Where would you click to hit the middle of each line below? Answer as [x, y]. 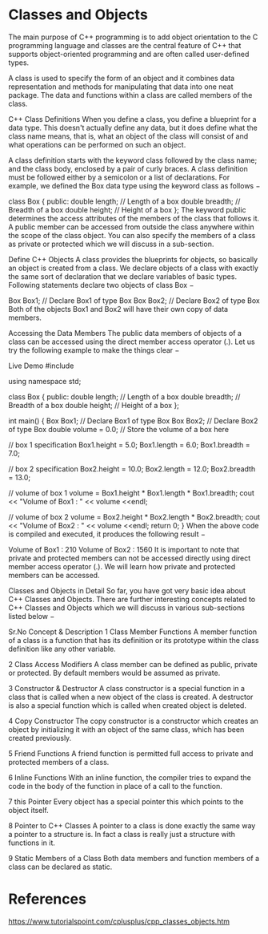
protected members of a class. [59, 762]
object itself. [29, 810]
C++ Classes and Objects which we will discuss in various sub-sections [127, 608]
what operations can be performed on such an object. [97, 144]
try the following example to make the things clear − [94, 350]
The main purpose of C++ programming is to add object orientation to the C [133, 37]
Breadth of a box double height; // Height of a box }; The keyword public [127, 209]
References [47, 899]
